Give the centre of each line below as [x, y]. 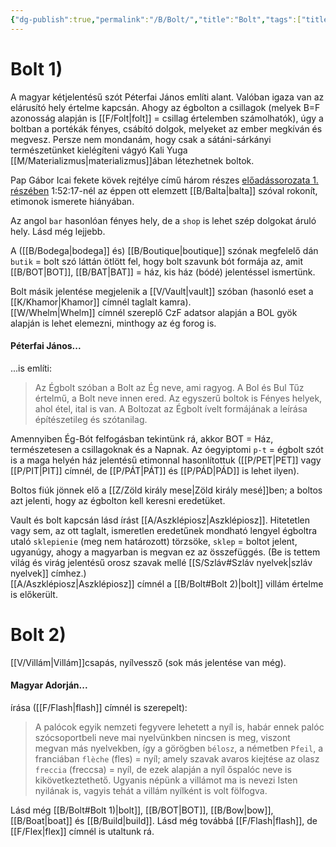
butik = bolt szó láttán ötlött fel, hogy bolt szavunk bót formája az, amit [157, 261]
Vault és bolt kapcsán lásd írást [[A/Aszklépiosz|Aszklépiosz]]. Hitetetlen [160, 520]
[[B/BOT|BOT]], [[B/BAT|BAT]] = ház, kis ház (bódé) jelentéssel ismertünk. [163, 272]
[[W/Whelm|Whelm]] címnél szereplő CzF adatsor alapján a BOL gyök [154, 312]
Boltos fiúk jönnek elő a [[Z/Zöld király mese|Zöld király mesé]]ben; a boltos [166, 490]
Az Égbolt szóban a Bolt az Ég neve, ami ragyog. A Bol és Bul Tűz [169, 387]
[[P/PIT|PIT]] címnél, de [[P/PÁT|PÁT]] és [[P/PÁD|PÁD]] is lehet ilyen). [155, 470]
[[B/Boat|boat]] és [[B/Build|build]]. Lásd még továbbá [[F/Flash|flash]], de [164, 820]
